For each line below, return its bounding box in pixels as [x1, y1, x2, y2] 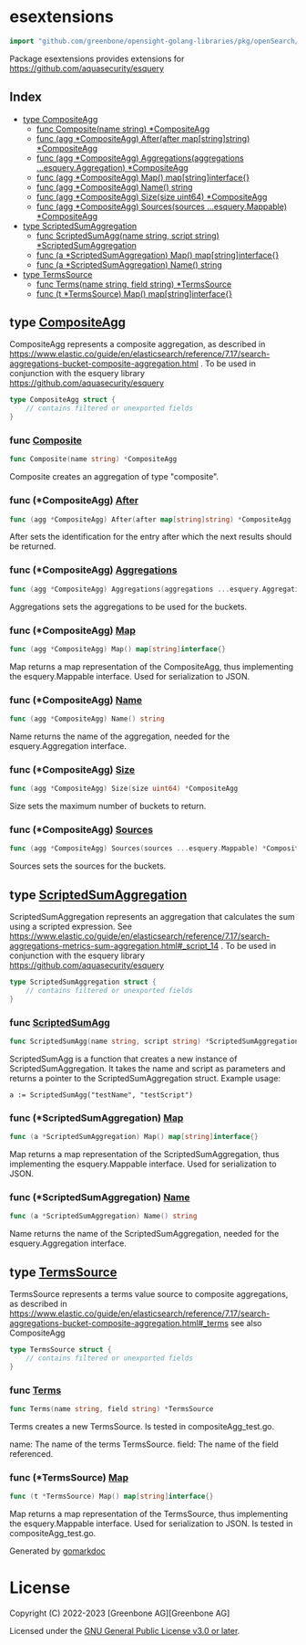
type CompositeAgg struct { [9, 395, 117, 405]
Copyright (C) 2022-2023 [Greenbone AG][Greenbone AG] [9, 1608, 230, 1619]
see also [230, 1318, 262, 1329]
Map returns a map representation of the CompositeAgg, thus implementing [9, 660, 294, 672]
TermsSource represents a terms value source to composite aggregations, [9, 1289, 289, 1300]
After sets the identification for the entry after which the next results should [9, 532, 292, 543]
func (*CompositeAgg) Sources [9, 824, 153, 837]
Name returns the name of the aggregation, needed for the [9, 731, 230, 742]
